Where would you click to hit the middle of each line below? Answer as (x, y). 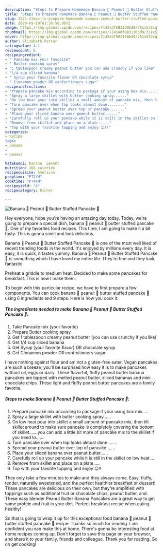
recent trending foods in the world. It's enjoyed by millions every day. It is (78, 248)
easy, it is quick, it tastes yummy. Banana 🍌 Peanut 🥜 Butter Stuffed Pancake (81, 253)
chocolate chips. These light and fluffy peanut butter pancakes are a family (80, 382)
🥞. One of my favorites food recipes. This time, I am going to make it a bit (78, 228)
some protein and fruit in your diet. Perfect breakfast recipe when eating (77, 504)
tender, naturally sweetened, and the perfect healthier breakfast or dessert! (80, 483)
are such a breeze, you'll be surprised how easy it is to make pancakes (76, 367)
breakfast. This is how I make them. (41, 278)
